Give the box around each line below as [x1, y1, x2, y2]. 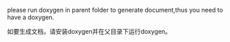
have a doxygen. [7, 13, 55, 21]
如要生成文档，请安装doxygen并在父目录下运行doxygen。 [7, 28, 171, 35]
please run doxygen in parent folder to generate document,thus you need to [7, 6, 223, 14]
